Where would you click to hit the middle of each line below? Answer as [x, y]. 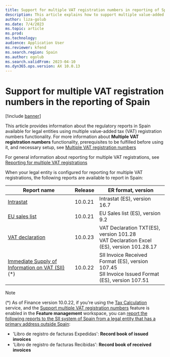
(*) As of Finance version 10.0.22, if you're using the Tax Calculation [76, 303]
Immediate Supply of [32, 261]
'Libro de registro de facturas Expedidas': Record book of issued [80, 334]
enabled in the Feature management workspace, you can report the [76, 314]
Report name [38, 190]
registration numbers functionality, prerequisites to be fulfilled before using [84, 142]
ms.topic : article [25, 29]
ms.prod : [14, 33]
